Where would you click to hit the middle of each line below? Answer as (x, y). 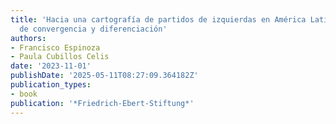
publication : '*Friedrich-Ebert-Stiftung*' (102, 103)
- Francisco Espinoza (55, 47)
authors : (28, 38)
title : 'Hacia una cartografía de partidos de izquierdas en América (158, 19)
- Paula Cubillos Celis (60, 57)
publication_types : (51, 85)
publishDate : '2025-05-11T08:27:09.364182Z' (104, 76)
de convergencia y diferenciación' (93, 29)
